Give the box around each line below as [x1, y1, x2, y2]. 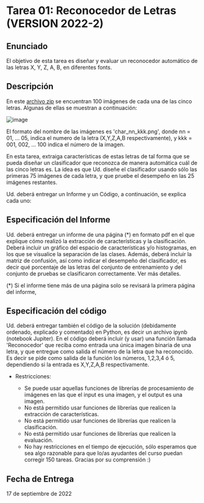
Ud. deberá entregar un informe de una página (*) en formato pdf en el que [6, 230, 195, 238]
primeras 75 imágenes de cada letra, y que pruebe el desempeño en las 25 [6, 172, 195, 179]
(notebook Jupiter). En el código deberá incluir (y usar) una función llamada [6, 335, 197, 342]
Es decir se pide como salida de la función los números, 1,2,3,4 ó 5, [6, 354, 175, 362]
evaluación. [24, 436, 54, 444]
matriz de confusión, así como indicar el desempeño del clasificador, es [6, 257, 187, 264]
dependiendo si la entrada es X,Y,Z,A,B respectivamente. [6, 361, 150, 369]
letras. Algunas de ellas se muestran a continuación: [6, 104, 138, 111]
